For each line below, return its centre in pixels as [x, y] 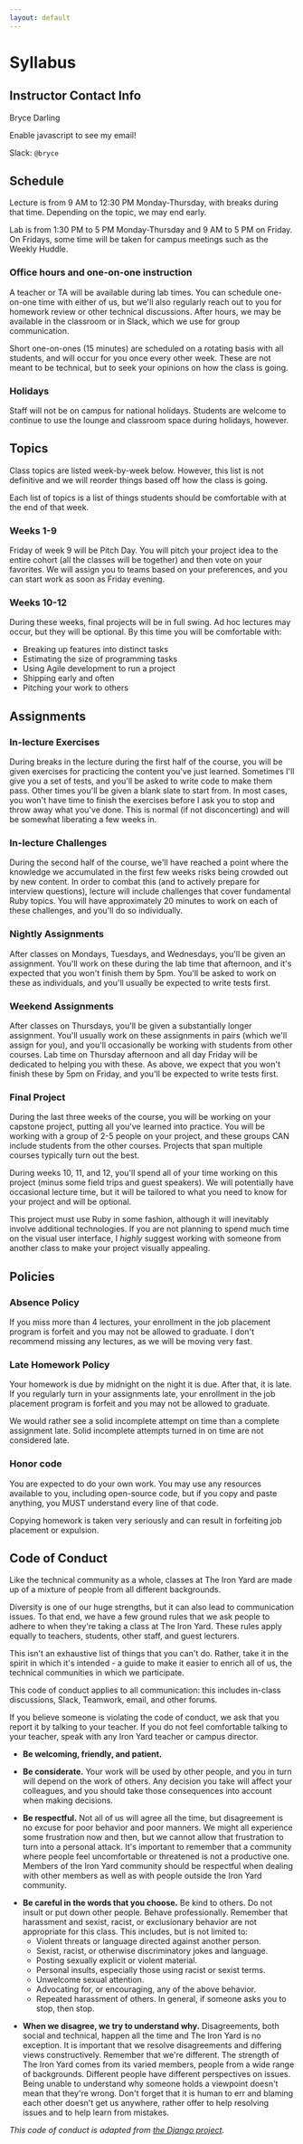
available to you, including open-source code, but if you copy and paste [143, 1493]
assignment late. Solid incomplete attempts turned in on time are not [137, 1431]
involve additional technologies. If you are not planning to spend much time [149, 1229]
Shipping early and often [68, 678]
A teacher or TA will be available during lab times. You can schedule [136, 292]
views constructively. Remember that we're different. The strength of [151, 2055]
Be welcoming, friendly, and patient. [92, 1754]
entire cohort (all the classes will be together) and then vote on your [136, 560]
